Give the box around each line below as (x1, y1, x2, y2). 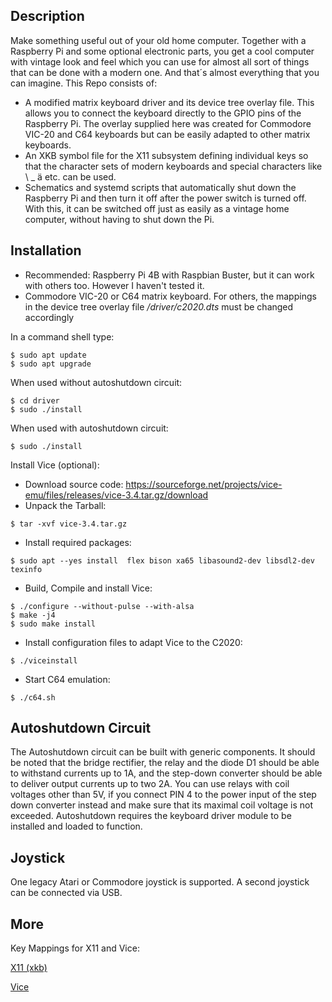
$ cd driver (10, 395, 60, 406)
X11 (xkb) (10, 962, 48, 974)
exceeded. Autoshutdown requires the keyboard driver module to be (10, 810, 292, 822)
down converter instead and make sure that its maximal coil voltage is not (10, 799, 313, 811)
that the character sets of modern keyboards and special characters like (24, 160, 323, 172)
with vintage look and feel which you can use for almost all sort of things (10, 55, 310, 68)
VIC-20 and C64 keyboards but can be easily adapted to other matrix (24, 128, 311, 140)
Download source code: (24, 478, 124, 490)
